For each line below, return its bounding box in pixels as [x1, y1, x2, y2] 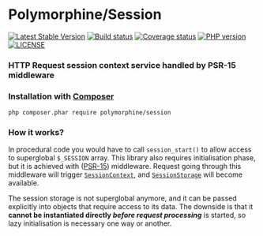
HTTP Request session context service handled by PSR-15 [8, 59, 237, 70]
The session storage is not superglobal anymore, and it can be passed [8, 193, 237, 203]
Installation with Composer [8, 91, 115, 102]
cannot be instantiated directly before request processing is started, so [8, 211, 246, 220]
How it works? [8, 127, 65, 138]
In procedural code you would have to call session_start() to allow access [8, 144, 252, 155]
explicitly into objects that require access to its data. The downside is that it [8, 202, 254, 212]
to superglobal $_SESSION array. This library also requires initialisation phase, [8, 153, 256, 163]
